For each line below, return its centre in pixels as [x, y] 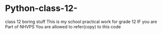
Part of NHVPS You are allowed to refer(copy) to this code [63, 26]
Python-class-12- [41, 8]
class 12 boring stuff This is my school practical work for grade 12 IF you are [81, 22]
